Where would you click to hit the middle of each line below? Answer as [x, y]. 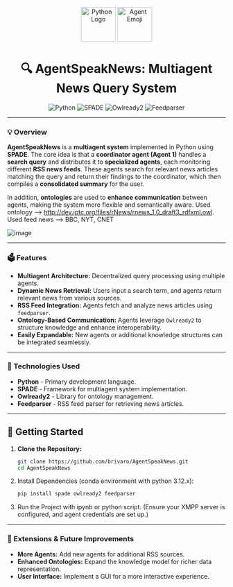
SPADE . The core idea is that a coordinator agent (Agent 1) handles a [107, 155]
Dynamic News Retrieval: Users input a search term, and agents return [119, 290]
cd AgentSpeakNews [44, 468]
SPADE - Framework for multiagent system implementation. [102, 389]
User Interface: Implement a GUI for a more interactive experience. [113, 576]
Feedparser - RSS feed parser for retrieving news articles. [101, 403]
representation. [39, 569]
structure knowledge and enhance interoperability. [89, 327]
